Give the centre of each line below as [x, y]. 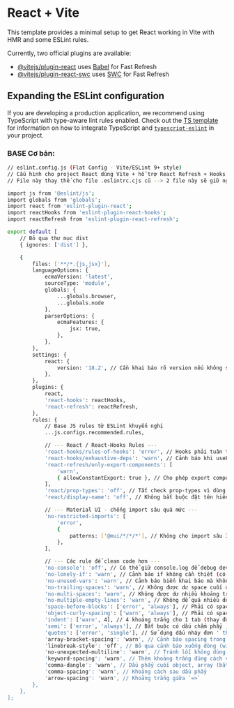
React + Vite [44, 13]
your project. [25, 135]
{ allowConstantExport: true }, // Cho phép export [133, 478]
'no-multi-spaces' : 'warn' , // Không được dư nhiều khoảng [132, 594]
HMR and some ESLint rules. [48, 39]
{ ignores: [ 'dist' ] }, [54, 245]
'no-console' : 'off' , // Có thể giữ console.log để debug [130, 568]
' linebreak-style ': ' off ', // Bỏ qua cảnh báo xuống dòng [130, 646]
